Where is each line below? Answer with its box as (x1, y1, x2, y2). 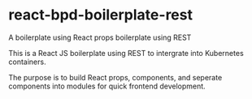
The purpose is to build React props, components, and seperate (8, 72, 223, 82)
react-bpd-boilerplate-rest (8, 6, 193, 24)
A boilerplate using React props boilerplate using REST (8, 32, 192, 42)
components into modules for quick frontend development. (8, 81, 206, 91)
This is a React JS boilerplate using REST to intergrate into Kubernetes (8, 48, 244, 58)
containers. (8, 57, 46, 67)
